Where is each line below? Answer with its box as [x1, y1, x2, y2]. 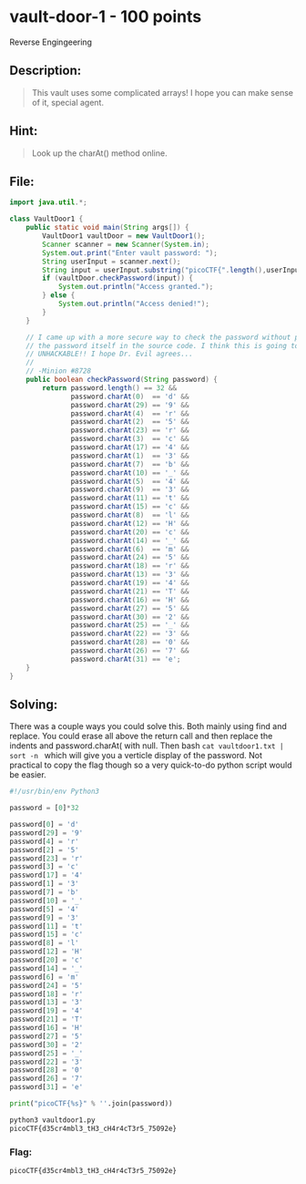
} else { [42, 291, 76, 300]
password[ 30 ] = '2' [9, 1040, 84, 1049]
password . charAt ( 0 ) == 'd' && [70, 392, 189, 401]
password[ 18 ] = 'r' [9, 989, 84, 999]
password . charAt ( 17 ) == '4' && [70, 443, 189, 452]
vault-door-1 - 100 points [9, 6, 202, 27]
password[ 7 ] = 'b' [9, 888, 79, 897]
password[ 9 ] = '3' [9, 913, 79, 922]
